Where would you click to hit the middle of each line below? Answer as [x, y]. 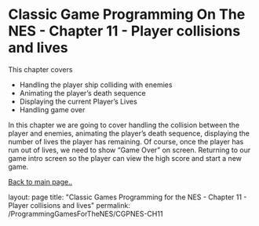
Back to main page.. [40, 181]
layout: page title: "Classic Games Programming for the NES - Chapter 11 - [128, 197]
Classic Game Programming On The [127, 15]
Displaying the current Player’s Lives [78, 101]
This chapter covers [40, 69]
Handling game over [52, 109]
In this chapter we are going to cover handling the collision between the [124, 125]
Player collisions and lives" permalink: [69, 205]
